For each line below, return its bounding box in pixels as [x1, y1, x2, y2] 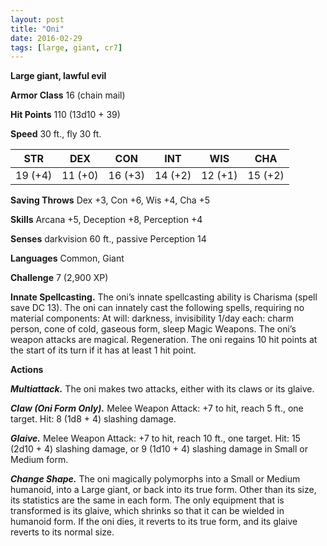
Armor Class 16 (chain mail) [10, 89, 126, 101]
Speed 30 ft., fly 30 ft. [10, 128, 102, 140]
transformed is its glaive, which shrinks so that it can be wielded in [10, 505, 285, 517]
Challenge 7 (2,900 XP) [10, 272, 109, 284]
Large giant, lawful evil [10, 70, 107, 82]
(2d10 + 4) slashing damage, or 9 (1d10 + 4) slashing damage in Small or [10, 443, 308, 455]
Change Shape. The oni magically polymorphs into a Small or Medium [10, 473, 301, 485]
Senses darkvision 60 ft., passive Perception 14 [10, 233, 207, 245]
